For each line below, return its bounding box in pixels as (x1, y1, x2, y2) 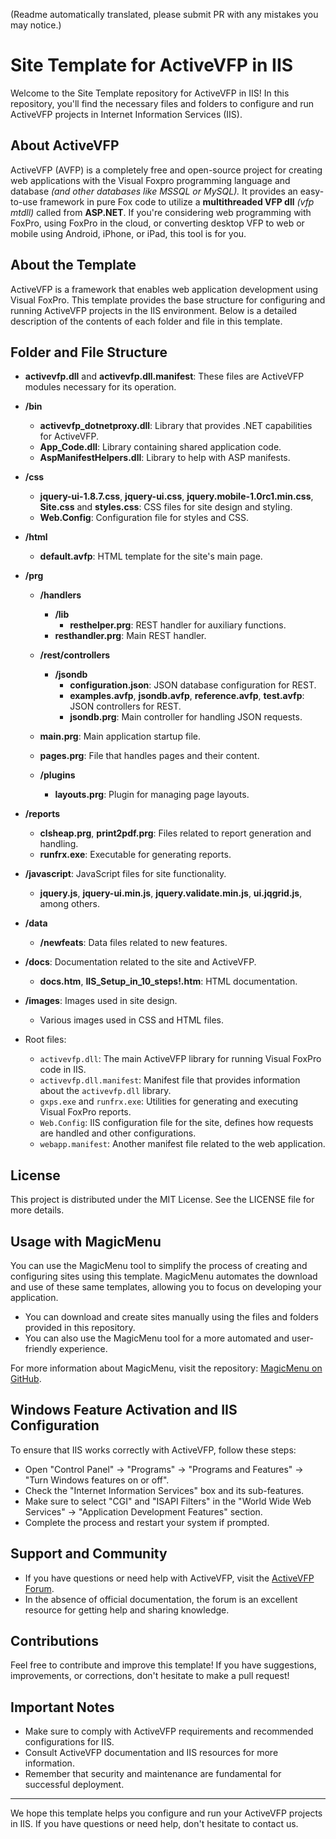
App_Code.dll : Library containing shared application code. (39, 441, 282, 453)
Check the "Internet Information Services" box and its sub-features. (24, 1484, 305, 1496)
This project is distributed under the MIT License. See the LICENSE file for (10, 1194, 315, 1206)
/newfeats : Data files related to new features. (39, 937, 228, 949)
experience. (59, 1343, 108, 1354)
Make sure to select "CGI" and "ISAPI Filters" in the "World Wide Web (24, 1495, 312, 1507)
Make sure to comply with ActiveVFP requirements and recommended (24, 1725, 314, 1738)
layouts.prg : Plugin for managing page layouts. (54, 789, 250, 801)
